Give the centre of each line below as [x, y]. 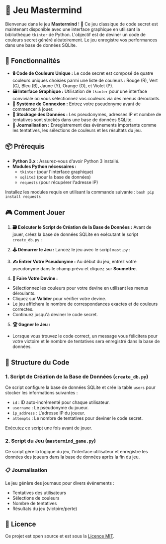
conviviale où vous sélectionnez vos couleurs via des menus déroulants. [86, 98]
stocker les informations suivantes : [41, 393]
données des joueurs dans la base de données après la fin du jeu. [73, 457]
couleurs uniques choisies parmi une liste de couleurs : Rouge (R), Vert [85, 80]
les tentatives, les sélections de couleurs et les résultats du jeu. [77, 130]
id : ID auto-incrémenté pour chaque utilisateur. [61, 402]
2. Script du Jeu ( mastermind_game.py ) [50, 441]
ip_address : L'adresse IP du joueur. [49, 413]
